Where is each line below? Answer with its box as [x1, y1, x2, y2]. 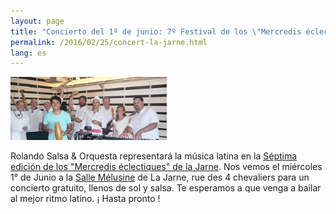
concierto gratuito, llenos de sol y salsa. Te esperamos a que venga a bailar [10, 182, 322, 194]
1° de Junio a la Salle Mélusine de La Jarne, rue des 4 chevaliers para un [10, 171, 310, 184]
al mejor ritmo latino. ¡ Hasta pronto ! [10, 193, 161, 205]
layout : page [10, 16, 65, 26]
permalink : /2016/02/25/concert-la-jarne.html [10, 37, 208, 47]
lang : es [10, 48, 47, 58]
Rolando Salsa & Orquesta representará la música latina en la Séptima [10, 150, 298, 162]
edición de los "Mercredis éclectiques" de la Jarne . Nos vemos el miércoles [10, 161, 323, 173]
